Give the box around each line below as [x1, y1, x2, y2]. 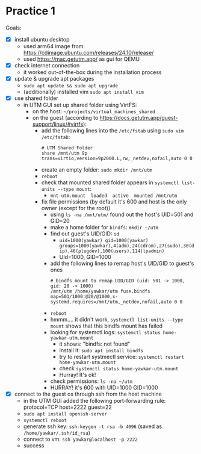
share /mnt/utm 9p [41, 151, 88, 157]
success [23, 442, 45, 449]
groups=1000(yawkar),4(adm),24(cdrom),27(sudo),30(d [59, 243, 194, 249]
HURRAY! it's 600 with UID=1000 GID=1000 [50, 384, 158, 391]
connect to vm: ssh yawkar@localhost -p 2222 [23, 435, 138, 443]
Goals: [5, 24, 22, 31]
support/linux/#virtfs [32, 120, 84, 128]
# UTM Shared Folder [41, 145, 93, 151]
